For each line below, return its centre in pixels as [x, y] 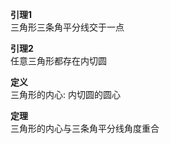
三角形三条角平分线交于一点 [67, 27]
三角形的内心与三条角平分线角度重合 [85, 128]
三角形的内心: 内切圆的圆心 [65, 94]
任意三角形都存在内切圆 [58, 61]
